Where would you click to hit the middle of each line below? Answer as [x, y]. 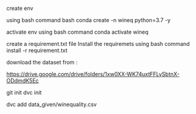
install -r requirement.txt [37, 50]
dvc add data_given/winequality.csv [51, 104]
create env [20, 8]
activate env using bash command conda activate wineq [77, 32]
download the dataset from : [42, 62]
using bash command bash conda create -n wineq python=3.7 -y [89, 20]
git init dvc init [24, 93]
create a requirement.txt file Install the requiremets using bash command [98, 44]
